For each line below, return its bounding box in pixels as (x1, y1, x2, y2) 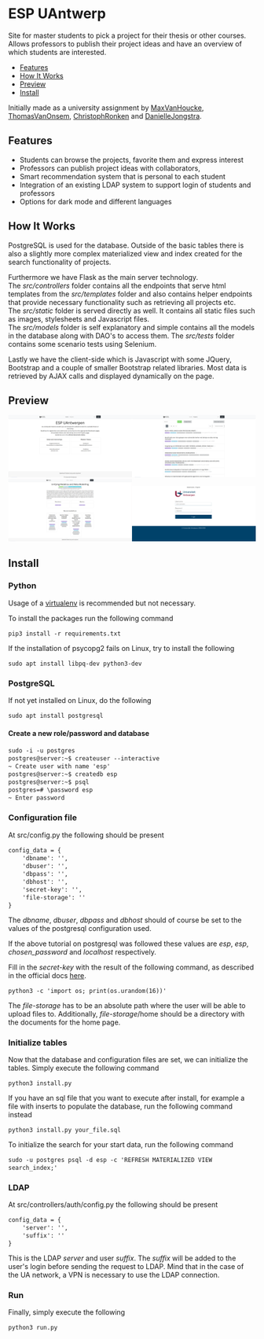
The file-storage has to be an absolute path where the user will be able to (8, 1000, 246, 1010)
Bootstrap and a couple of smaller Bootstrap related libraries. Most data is (8, 362, 247, 372)
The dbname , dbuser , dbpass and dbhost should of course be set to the (8, 915, 242, 925)
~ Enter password (8, 794, 65, 802)
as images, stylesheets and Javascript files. (8, 314, 150, 323)
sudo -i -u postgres (8, 747, 76, 755)
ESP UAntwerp (8, 5, 106, 23)
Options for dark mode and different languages (19, 197, 172, 206)
